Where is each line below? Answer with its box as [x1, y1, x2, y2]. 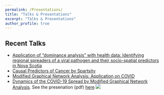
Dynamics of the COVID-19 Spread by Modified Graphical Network [12, 78, 148, 84]
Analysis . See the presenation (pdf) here [12, 84, 95, 90]
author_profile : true [5, 21, 50, 26]
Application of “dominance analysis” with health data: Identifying [12, 52, 144, 58]
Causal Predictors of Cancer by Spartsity [12, 68, 96, 74]
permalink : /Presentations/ [5, 7, 63, 12]
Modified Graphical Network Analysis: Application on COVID [12, 73, 135, 79]
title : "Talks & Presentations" [5, 12, 72, 17]
